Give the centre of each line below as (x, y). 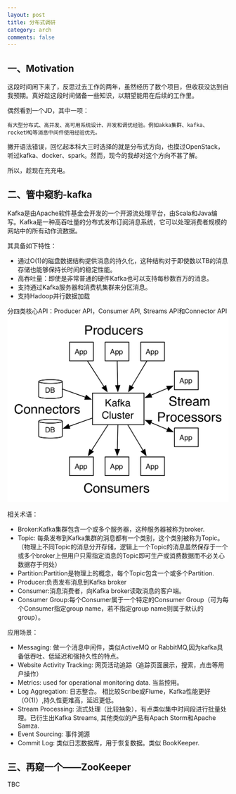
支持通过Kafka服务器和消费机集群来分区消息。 (84, 287)
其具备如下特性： (32, 245)
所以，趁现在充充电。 (38, 171)
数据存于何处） (39, 564)
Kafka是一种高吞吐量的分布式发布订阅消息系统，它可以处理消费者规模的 (123, 221)
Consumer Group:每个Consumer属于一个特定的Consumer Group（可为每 (123, 599)
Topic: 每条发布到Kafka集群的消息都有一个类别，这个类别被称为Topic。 (120, 538)
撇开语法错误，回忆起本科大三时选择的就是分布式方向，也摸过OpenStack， (116, 147)
